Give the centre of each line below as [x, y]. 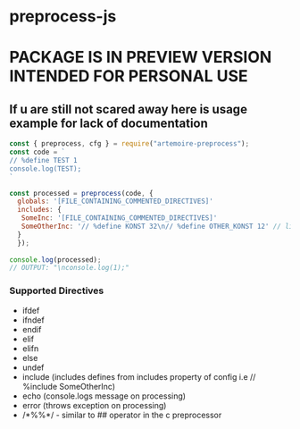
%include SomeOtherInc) [69, 386]
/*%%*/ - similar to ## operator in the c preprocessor [122, 415]
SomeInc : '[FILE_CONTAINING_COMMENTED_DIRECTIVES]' [119, 218]
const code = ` [37, 152]
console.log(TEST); [46, 168]
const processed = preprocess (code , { [81, 193]
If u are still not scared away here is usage [129, 109]
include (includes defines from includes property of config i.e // [139, 376]
